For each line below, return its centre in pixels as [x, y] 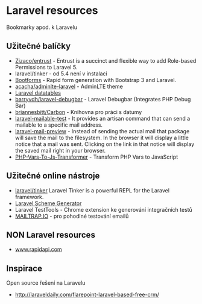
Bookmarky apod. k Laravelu [42, 27]
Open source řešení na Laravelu [46, 283]
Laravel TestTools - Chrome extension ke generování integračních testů [104, 209]
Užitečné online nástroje [53, 176]
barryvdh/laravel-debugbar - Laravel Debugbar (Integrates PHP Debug [103, 99]
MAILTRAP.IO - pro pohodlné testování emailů [72, 216]
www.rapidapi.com [38, 249]
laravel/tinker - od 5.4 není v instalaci [61, 74]
